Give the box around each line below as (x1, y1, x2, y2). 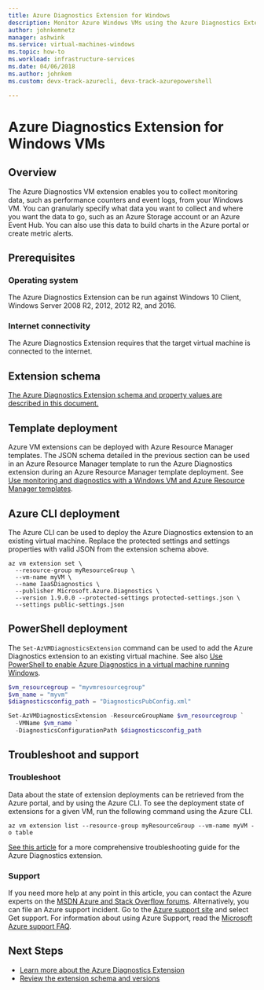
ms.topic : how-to (8, 48, 65, 56)
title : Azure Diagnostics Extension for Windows (8, 11, 170, 20)
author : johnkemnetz (8, 26, 76, 34)
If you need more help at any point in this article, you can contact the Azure (8, 888, 252, 897)
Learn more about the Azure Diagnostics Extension (19, 965, 185, 974)
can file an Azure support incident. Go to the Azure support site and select (8, 904, 249, 914)
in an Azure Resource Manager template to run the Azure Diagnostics (8, 459, 233, 468)
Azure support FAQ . (8, 921, 72, 931)
